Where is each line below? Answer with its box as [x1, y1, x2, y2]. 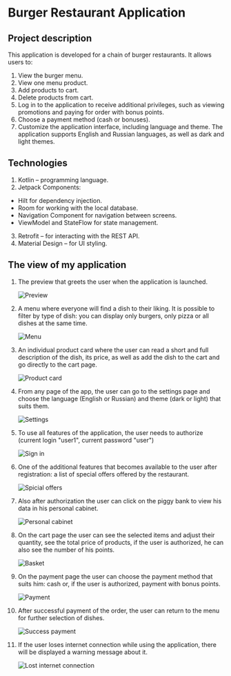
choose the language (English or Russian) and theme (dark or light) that [17, 394, 221, 403]
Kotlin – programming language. [17, 175, 109, 184]
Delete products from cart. [17, 93, 94, 102]
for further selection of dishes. [17, 613, 105, 622]
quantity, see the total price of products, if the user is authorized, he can [17, 538, 224, 546]
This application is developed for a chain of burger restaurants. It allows [8, 50, 212, 59]
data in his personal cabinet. [17, 504, 99, 512]
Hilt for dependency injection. [17, 196, 103, 204]
